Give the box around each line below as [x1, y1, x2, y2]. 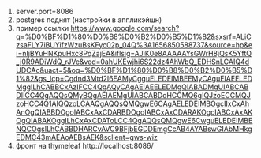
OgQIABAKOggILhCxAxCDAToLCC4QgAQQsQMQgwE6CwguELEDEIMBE [15, 116, 253, 125]
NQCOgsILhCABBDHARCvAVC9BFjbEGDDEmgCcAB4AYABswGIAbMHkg [15, 124, 252, 134]
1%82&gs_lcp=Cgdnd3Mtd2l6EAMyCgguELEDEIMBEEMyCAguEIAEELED [15, 74, 253, 83]
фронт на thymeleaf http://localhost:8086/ [15, 141, 154, 150]
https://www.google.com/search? [70, 24, 180, 32]
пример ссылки [15, 24, 69, 32]
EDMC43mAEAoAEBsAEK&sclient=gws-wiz [15, 133, 158, 141]
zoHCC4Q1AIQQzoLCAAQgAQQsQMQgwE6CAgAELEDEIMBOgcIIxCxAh [15, 99, 250, 108]
